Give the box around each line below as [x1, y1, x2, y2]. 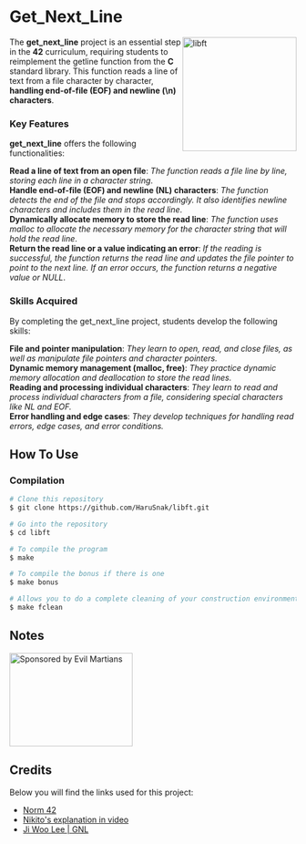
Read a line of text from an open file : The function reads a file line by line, [9, 166, 288, 177]
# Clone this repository [9, 495, 104, 504]
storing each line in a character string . [9, 175, 153, 186]
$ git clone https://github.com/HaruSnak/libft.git [9, 503, 209, 512]
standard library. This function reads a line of [9, 66, 178, 77]
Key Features [9, 117, 70, 129]
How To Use [9, 447, 79, 462]
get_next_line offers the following [9, 139, 137, 149]
